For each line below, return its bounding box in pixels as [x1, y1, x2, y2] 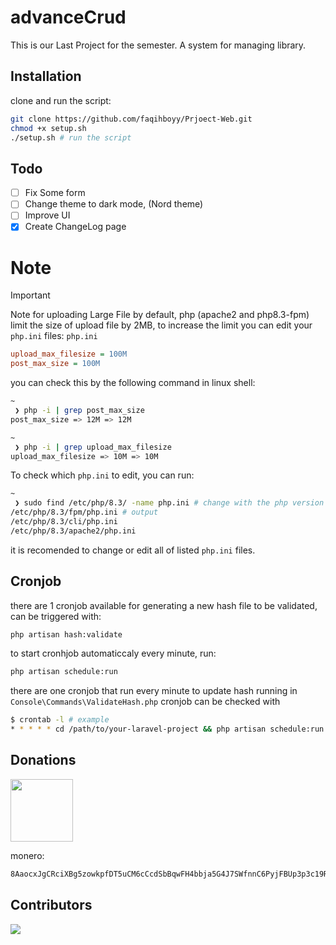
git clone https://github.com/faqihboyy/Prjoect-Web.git [10, 114, 253, 124]
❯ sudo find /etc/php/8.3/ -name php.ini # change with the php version [14, 498, 325, 508]
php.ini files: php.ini [10, 330, 98, 342]
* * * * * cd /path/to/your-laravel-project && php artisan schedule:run [10, 724, 325, 735]
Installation [10, 68, 82, 85]
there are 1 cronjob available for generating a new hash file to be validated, [10, 599, 318, 611]
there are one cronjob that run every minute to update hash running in [10, 685, 298, 697]
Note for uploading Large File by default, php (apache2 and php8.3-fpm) [10, 309, 310, 321]
